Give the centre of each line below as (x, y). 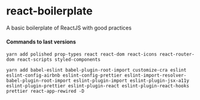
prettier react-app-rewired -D (45, 92)
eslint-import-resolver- (155, 76)
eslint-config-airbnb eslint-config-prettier (64, 76)
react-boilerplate (50, 11)
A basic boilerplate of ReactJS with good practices (69, 28)
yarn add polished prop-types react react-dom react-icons (82, 55)
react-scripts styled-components (59, 60)
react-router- (177, 55)
